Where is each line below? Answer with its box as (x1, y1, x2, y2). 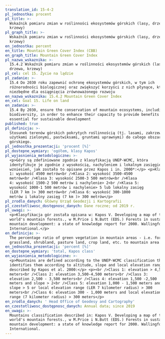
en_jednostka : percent (5, 44, 52, 49)
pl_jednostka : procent (5, 12, 52, 17)
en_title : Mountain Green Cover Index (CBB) (5, 48, 98, 53)
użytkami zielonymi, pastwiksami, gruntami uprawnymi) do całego (9, 135, 146, 140)
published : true (5, 121, 38, 126)
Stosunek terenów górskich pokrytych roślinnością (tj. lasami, (9, 130, 144, 135)
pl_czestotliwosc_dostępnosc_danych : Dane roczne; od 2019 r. (5, 203, 135, 209)
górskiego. (9, 139, 32, 145)
